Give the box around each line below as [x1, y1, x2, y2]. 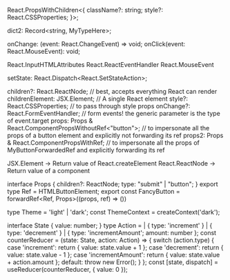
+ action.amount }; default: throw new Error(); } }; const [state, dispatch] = [7, 258, 219, 266]
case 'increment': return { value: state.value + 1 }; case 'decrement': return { [7, 243, 224, 251]
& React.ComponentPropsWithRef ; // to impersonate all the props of [7, 139, 200, 147]
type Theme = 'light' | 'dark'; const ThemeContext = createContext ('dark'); [7, 208, 220, 216]
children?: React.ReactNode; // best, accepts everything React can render [7, 88, 218, 95]
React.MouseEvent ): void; [7, 48, 81, 55]
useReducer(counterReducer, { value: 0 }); [7, 266, 128, 273]
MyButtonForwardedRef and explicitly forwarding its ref [7, 146, 165, 154]
